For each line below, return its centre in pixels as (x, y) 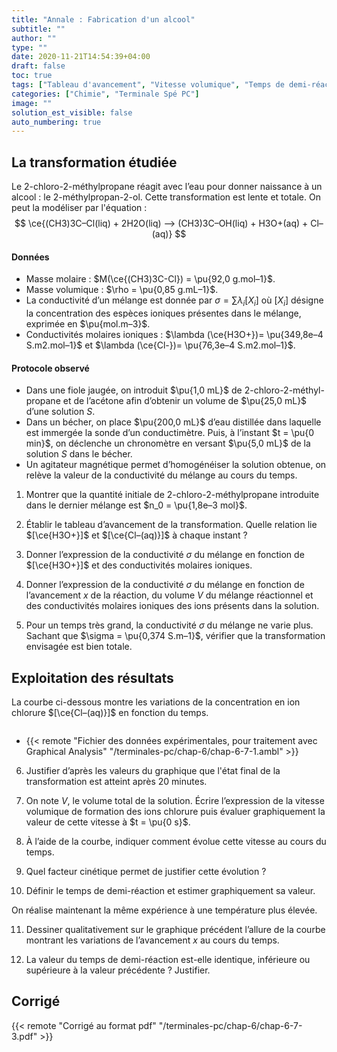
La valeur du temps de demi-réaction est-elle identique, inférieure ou (168, 960)
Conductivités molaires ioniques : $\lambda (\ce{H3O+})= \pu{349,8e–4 (174, 335)
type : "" (29, 47)
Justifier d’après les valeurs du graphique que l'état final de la (153, 771)
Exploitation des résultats (92, 677)
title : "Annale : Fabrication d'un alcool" (103, 19)
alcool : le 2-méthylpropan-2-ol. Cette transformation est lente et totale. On (166, 197)
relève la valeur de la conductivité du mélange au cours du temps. (161, 475)
